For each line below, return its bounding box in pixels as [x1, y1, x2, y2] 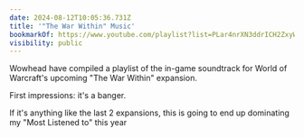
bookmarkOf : [9, 30, 54, 39]
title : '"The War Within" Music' [9, 22, 136, 31]
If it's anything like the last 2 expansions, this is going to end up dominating [9, 107, 290, 118]
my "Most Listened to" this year [9, 117, 128, 128]
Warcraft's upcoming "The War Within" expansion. [9, 73, 197, 84]
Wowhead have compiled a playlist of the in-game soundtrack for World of [9, 63, 288, 74]
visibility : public [9, 38, 83, 48]
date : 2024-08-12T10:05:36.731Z [9, 13, 131, 23]
